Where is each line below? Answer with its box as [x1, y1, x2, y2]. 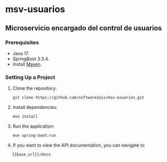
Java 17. [12, 50, 29, 56]
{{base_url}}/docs [12, 152, 51, 157]
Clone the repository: [12, 85, 57, 92]
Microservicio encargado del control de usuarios [5, 24, 162, 32]
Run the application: [12, 123, 55, 129]
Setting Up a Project [5, 73, 56, 80]
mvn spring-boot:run [12, 133, 56, 138]
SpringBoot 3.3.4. [12, 56, 50, 62]
